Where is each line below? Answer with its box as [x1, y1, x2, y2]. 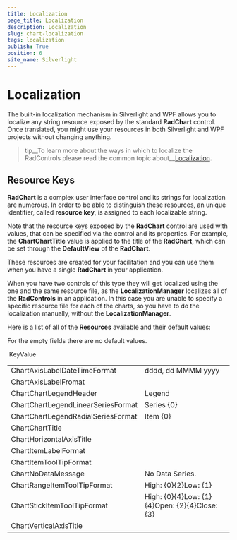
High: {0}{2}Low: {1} [144, 481, 212, 490]
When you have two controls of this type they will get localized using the [7, 279, 219, 287]
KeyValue [8, 350, 37, 359]
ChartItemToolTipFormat [11, 457, 92, 467]
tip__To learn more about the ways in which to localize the [24, 146, 193, 155]
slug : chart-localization [7, 30, 83, 37]
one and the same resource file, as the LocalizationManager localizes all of [7, 287, 228, 295]
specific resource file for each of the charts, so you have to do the [7, 301, 200, 310]
